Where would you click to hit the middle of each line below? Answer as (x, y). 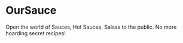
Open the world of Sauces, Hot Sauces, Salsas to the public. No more (91, 27)
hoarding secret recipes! (36, 33)
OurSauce (31, 10)
